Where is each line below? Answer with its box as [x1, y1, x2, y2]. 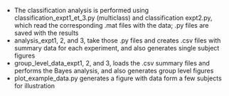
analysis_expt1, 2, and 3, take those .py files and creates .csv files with [14, 36, 221, 45]
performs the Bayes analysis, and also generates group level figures [14, 67, 214, 75]
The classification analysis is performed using [14, 6, 149, 14]
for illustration [14, 82, 55, 90]
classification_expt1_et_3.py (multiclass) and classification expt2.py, [14, 14, 213, 22]
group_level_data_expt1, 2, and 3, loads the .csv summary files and [14, 59, 210, 67]
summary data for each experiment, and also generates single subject [14, 44, 220, 52]
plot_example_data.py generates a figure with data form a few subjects [14, 74, 222, 82]
